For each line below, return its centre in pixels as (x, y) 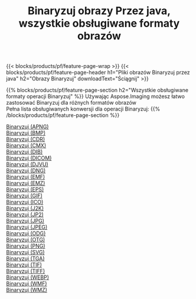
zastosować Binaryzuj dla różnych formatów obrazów (71, 103)
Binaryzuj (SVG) (26, 252)
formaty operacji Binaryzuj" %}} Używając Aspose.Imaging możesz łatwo (95, 96)
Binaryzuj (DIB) (24, 152)
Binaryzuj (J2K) (25, 209)
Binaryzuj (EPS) (25, 190)
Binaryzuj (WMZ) (27, 290)
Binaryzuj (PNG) (26, 246)
